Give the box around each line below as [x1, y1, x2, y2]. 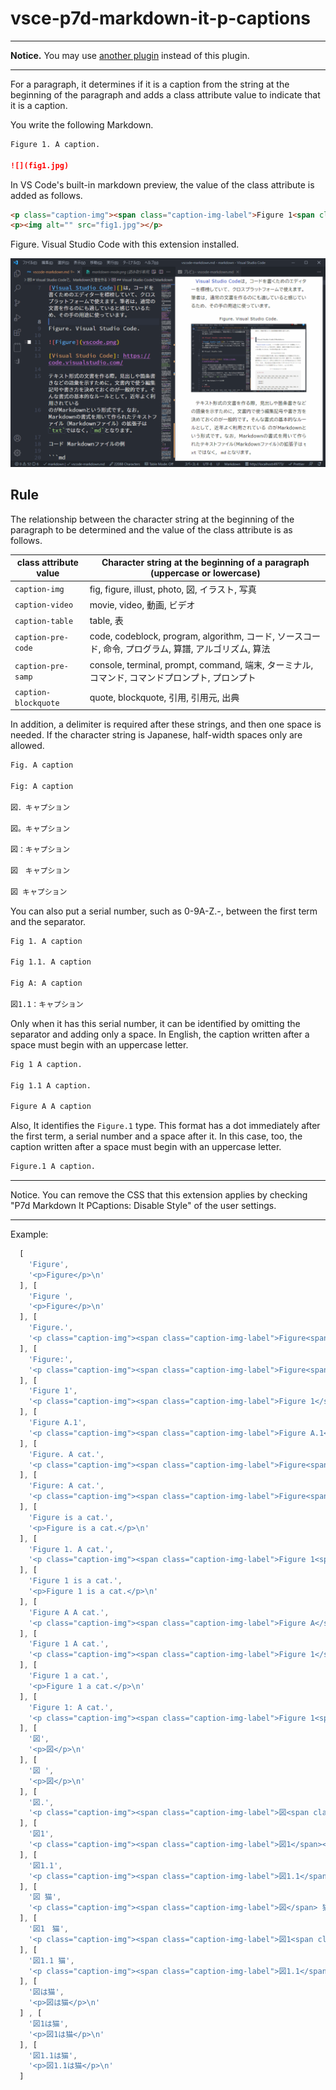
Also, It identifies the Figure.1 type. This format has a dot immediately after [10, 1120, 321, 1132]
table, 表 [89, 615, 124, 627]
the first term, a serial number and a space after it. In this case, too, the [10, 1130, 303, 1142]
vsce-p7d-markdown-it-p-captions [10, 7, 312, 30]
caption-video [14, 600, 74, 611]
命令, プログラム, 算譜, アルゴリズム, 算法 [103, 643, 271, 655]
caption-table [14, 616, 74, 626]
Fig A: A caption [10, 978, 83, 989]
